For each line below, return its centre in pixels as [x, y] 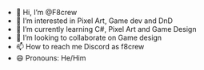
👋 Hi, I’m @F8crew [46, 12]
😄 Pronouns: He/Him [51, 58]
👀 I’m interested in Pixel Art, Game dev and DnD [94, 21]
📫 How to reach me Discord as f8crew [80, 47]
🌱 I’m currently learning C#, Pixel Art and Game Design [106, 29]
